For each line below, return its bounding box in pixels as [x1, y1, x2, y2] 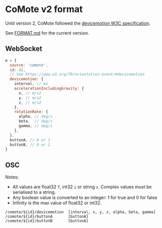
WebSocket [5, 44, 43, 53]
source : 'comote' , [10, 62, 49, 67]
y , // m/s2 [18, 95, 42, 100]
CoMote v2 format [5, 4, 83, 15]
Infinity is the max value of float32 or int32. [12, 200, 102, 206]
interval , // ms [14, 82, 49, 87]
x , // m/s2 [18, 91, 42, 96]
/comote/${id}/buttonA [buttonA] [5, 214, 89, 219]
